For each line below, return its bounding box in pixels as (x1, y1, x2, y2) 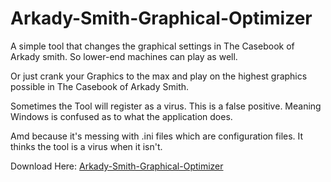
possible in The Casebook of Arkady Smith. (10, 80, 190, 92)
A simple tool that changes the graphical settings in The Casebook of (10, 40, 295, 52)
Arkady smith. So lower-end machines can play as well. (10, 50, 238, 62)
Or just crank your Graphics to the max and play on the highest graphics (10, 70, 308, 82)
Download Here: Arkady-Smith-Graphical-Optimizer (10, 160, 224, 172)
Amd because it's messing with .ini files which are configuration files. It (10, 130, 304, 142)
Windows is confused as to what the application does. (10, 110, 233, 122)
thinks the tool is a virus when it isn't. (10, 140, 163, 152)
